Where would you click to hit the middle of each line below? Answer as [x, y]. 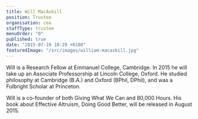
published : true [26, 39]
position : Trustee [29, 17]
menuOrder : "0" [25, 34]
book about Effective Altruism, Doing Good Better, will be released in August [99, 104]
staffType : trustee [30, 28]
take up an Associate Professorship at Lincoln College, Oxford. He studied [97, 73]
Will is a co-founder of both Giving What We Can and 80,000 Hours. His [94, 98]
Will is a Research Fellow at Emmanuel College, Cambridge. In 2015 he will [97, 67]
